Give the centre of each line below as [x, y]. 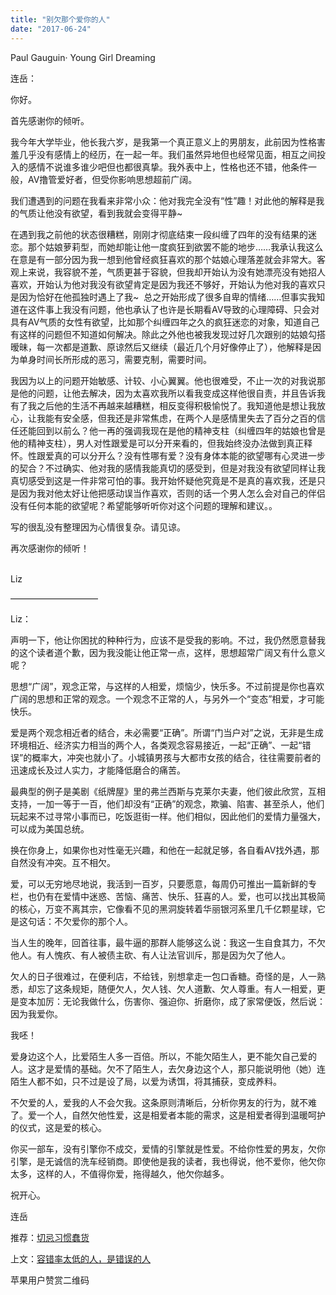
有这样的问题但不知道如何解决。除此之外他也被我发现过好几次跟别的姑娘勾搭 [168, 334]
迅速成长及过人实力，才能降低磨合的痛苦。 [98, 770]
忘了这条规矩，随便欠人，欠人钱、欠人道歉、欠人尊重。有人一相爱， [176, 988]
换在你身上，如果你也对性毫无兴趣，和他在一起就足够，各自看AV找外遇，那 [165, 850]
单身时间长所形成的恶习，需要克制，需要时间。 [115, 359]
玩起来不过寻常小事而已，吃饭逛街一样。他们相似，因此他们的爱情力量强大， [168, 816]
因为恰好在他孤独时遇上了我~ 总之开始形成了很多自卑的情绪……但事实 [163, 297]
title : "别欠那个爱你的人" [60, 19]
